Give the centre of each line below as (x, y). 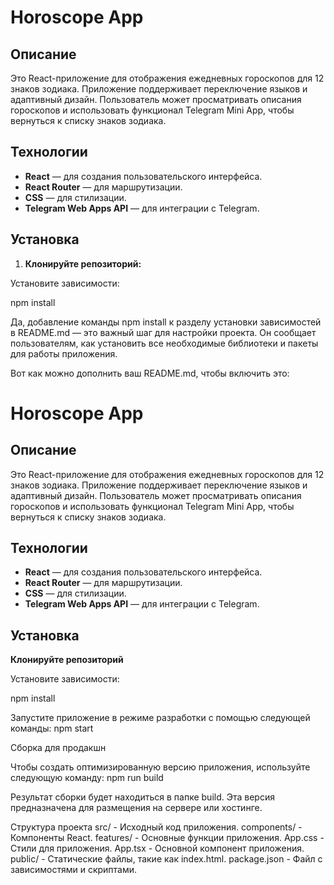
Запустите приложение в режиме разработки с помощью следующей (160, 718)
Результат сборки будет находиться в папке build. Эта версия (142, 797)
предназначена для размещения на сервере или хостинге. (136, 808)
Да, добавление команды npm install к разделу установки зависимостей (166, 322)
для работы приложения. (64, 353)
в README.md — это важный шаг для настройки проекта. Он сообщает (163, 332)
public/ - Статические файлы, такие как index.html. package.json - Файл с (166, 859)
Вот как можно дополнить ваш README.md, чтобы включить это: (150, 373)
